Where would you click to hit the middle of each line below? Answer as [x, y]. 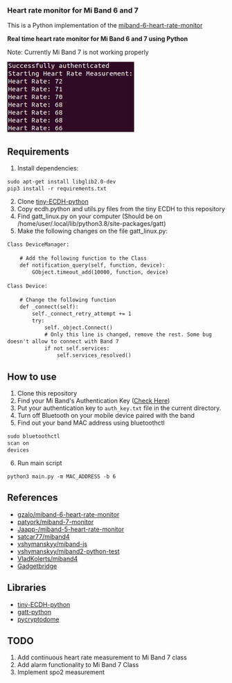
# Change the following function [68, 300]
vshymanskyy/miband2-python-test [68, 551]
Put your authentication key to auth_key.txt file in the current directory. [119, 408]
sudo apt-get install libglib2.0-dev [62, 182]
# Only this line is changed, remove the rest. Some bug [128, 335]
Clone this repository [47, 393]
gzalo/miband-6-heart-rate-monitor [68, 514]
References [33, 498]
